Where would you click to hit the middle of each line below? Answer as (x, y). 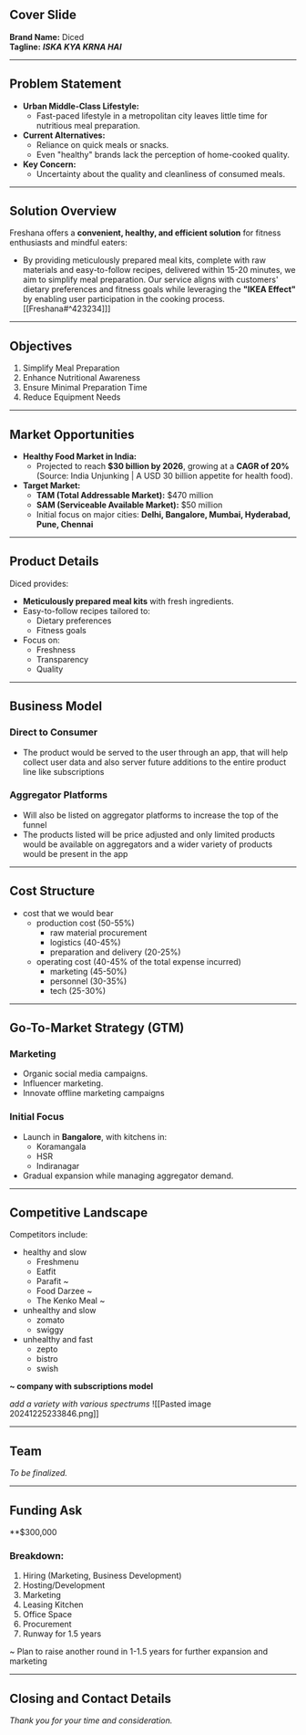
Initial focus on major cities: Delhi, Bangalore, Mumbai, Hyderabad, (163, 515)
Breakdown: (37, 1556)
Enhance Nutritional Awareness (82, 378)
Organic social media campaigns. (85, 1074)
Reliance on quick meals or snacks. (102, 144)
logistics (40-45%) (85, 942)
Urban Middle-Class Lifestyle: (81, 106)
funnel (35, 824)
